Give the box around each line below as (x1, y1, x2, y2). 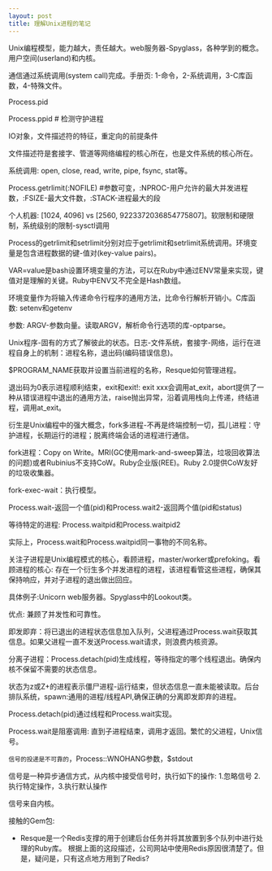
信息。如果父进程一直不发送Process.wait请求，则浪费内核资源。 (8, 637, 222, 646)
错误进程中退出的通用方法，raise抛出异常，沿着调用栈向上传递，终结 (22, 392, 253, 402)
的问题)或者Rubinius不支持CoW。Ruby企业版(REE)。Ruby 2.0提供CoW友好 (8, 457, 258, 467)
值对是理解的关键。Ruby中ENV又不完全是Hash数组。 (8, 275, 186, 285)
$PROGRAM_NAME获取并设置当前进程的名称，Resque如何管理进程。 (8, 365, 241, 374)
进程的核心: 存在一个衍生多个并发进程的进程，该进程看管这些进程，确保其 (15, 564, 261, 574)
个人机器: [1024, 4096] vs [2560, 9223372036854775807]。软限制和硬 (8, 210, 248, 220)
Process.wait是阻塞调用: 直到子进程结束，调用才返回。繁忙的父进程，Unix (8, 726, 256, 736)
